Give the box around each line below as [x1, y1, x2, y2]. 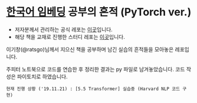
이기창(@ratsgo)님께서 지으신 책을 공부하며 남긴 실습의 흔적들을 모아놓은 [6, 45, 174, 53]
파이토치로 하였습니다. [17, 73, 68, 80]
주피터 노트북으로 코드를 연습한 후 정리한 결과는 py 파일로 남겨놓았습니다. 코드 [6, 65, 185, 72]
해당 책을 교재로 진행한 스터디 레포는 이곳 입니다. [14, 33, 125, 40]
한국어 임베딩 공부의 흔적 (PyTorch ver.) [6, 5, 192, 19]
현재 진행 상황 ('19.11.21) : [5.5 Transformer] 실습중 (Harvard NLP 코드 [6, 86, 180, 92]
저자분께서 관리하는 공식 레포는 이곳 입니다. [14, 26, 113, 33]
